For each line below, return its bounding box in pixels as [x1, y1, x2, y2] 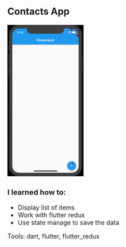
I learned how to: [7, 187, 67, 197]
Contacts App [7, 6, 70, 18]
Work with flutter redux [17, 211, 85, 219]
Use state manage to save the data [17, 219, 120, 227]
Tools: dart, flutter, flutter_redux [7, 232, 101, 241]
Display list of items [17, 203, 75, 212]
